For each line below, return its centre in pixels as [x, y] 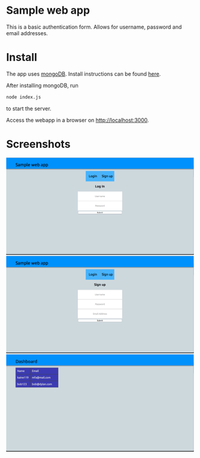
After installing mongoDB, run [42, 85]
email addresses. [27, 33]
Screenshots [38, 144]
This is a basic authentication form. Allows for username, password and [94, 27]
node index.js [24, 97]
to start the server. [29, 109]
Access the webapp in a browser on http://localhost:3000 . [78, 120]
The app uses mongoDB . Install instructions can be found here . [84, 74]
